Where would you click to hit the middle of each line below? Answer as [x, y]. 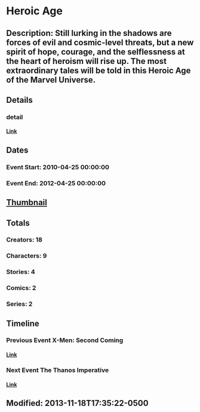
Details [19, 100]
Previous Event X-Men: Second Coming [65, 340]
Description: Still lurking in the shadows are [89, 33]
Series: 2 [19, 304]
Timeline [23, 323]
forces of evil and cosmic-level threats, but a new [100, 42]
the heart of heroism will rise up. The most [87, 61]
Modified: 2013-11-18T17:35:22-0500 [77, 403]
